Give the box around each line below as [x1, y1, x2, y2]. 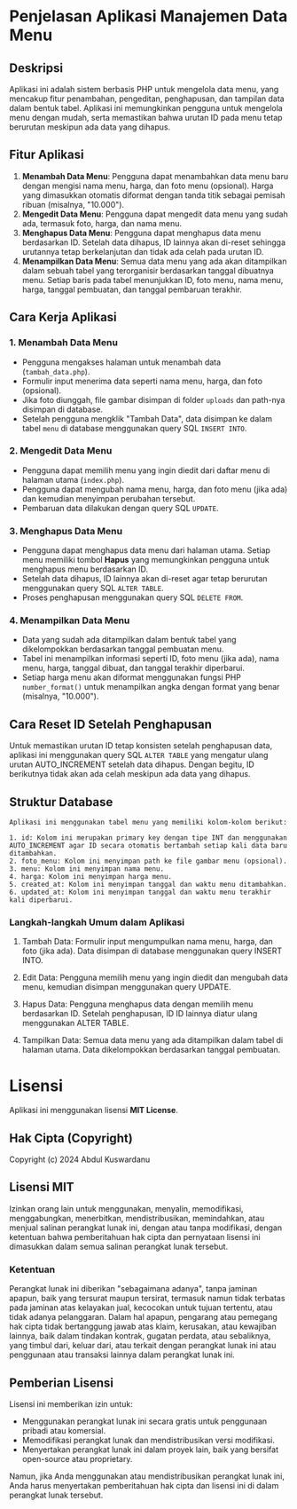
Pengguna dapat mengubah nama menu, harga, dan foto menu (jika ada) [21, 484, 288, 494]
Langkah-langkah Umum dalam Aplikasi [9, 916, 185, 928]
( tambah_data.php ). [21, 366, 90, 376]
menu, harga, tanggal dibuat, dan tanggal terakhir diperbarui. [21, 663, 246, 674]
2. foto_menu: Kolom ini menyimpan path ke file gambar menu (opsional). [9, 857, 288, 866]
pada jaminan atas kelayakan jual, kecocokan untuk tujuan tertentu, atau [9, 1302, 273, 1313]
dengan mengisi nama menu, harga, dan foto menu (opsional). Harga [21, 180, 274, 191]
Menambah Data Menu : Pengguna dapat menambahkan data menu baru [21, 170, 289, 181]
